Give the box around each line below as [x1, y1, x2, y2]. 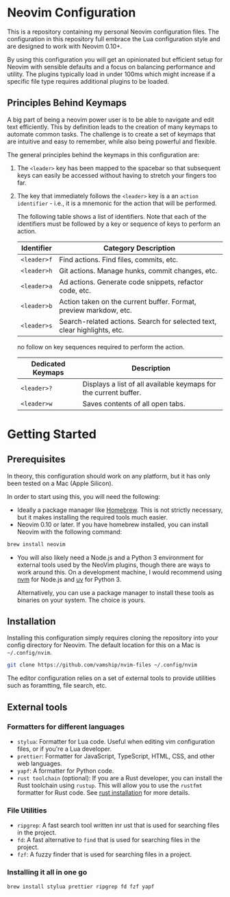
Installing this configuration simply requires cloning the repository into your [7, 633, 219, 642]
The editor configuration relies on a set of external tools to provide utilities [7, 674, 216, 682]
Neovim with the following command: [16, 527, 123, 536]
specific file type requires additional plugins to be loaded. [7, 77, 170, 85]
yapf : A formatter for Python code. [16, 767, 114, 775]
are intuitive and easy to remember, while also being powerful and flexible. [7, 137, 217, 145]
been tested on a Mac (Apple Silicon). [7, 479, 114, 487]
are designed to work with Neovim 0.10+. [7, 42, 123, 50]
